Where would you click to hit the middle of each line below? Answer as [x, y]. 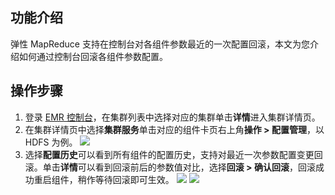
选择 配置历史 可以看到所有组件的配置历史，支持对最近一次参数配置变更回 [173, 154]
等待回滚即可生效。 [134, 179]
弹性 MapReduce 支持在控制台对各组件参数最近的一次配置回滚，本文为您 [160, 44]
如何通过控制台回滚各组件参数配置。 [93, 56]
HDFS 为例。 [51, 142]
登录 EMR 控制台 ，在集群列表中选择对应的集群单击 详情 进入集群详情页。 [172, 117]
